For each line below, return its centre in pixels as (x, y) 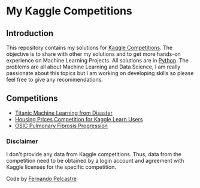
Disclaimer (22, 141)
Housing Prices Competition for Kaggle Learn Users (79, 119)
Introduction (30, 33)
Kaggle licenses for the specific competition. (61, 167)
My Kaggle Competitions (69, 11)
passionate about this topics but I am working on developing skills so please (100, 73)
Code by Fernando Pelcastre (41, 179)
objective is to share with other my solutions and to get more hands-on (93, 54)
